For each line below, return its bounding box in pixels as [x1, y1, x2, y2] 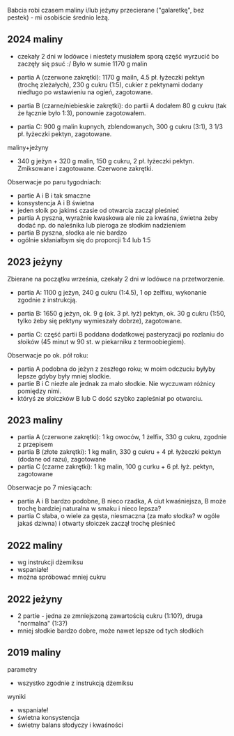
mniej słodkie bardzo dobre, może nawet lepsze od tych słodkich [17, 626, 204, 635]
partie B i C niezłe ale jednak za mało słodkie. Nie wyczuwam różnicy [17, 379, 216, 388]
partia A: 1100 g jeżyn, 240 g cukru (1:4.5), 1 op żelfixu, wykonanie [17, 288, 207, 296]
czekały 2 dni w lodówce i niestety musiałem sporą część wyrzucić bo [17, 52, 219, 60]
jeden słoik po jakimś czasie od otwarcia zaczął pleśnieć [17, 206, 180, 214]
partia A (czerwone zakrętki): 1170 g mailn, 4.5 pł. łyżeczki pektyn [17, 73, 205, 81]
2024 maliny [7, 34, 63, 45]
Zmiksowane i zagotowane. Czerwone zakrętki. [17, 164, 153, 172]
